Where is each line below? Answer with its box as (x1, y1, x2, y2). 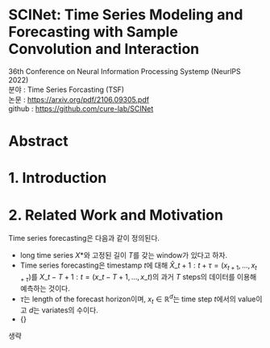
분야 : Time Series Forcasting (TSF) (8, 85, 125, 94)
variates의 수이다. (41, 305, 98, 315)
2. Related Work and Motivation (8, 205, 224, 224)
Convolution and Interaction (8, 40, 200, 58)
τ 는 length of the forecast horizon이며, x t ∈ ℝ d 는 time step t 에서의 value (19, 292, 256, 305)
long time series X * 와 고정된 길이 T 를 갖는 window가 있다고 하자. (19, 251, 228, 260)
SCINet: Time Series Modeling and (8, 6, 243, 24)
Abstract (8, 132, 69, 151)
